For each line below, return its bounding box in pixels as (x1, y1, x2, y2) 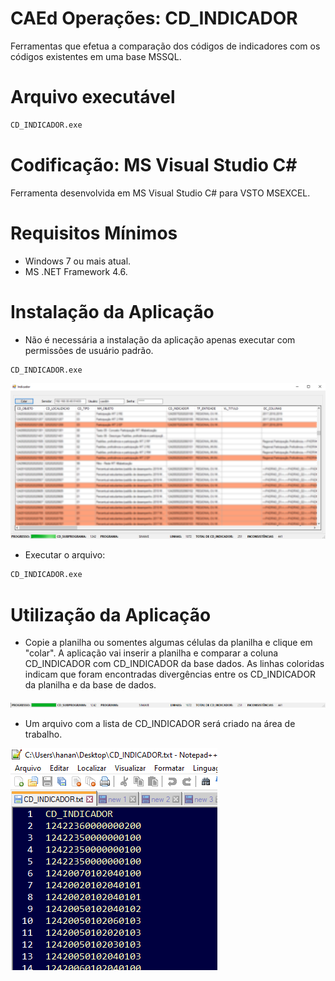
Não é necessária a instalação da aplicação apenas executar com (24, 333, 296, 346)
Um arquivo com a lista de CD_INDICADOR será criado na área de (24, 718, 296, 730)
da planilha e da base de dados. (24, 679, 157, 691)
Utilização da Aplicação (10, 603, 212, 626)
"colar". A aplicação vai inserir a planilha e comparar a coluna (24, 647, 279, 659)
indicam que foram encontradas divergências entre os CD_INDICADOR (24, 668, 317, 681)
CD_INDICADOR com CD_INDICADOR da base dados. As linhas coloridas (24, 658, 325, 670)
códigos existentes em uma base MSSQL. (10, 50, 182, 62)
